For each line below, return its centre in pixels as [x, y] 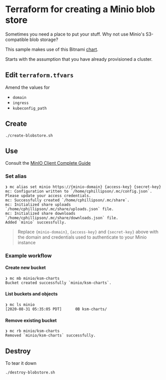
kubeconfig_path [30, 108]
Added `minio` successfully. [36, 222]
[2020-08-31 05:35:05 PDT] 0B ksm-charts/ [56, 309]
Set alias [16, 176]
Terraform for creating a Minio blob [80, 9]
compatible [17, 40]
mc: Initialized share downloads [40, 213]
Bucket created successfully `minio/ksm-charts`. [59, 283]
